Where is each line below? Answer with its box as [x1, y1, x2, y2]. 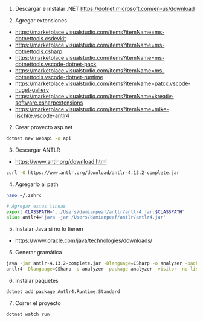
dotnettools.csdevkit [14, 35, 66, 42]
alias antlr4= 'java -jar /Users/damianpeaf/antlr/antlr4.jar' [6, 214, 166, 221]
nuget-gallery [14, 86, 50, 93]
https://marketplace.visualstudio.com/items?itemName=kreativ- [14, 93, 174, 100]
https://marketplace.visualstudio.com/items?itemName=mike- [14, 106, 169, 112]
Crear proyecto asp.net [14, 124, 73, 130]
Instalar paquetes [14, 277, 59, 284]
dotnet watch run [6, 311, 50, 317]
